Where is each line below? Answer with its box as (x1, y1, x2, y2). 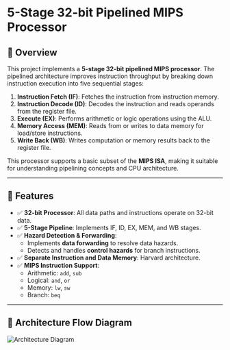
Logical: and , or (27, 276, 71, 284)
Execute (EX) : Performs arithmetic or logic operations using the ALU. (16, 114, 212, 123)
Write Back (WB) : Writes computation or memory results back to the (16, 136, 211, 145)
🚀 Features (7, 190, 54, 202)
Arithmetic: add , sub (27, 268, 82, 277)
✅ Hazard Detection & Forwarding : (16, 231, 117, 239)
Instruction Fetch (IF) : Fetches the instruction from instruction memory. (16, 92, 219, 101)
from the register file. (16, 108, 77, 115)
